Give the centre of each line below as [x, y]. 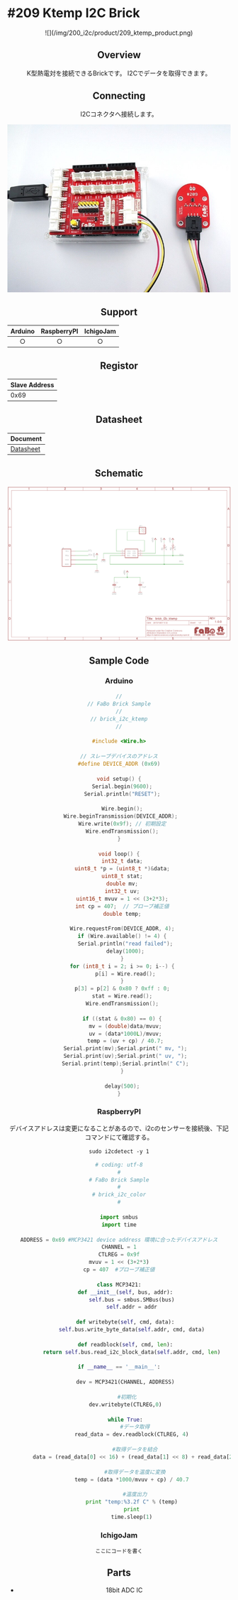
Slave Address [32, 384]
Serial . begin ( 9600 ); [122, 787]
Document [26, 439]
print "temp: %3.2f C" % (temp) [132, 1502]
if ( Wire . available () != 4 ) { [122, 936]
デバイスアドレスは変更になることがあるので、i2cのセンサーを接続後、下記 [119, 1128]
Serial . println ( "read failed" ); [125, 944]
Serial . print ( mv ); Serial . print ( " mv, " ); [125, 1049]
